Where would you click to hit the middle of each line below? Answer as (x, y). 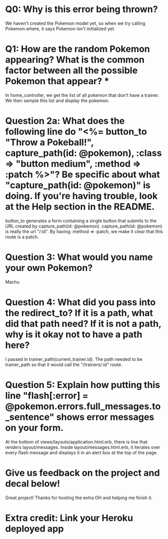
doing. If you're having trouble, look (81, 196)
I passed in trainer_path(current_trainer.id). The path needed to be (74, 359)
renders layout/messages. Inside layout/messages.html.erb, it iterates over (83, 447)
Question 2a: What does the (65, 121)
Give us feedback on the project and (82, 473)
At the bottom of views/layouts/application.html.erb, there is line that (76, 442)
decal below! (33, 483)
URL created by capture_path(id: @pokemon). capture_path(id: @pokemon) (84, 226)
